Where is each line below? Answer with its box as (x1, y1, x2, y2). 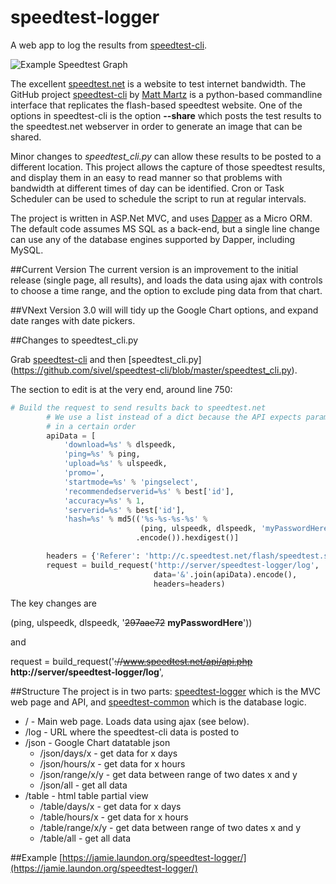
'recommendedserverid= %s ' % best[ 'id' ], (63, 486, 235, 496)
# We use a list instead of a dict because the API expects (46, 412, 302, 422)
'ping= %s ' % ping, (63, 449, 141, 460)
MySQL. (10, 244, 44, 256)
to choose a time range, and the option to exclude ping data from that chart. (10, 284, 323, 296)
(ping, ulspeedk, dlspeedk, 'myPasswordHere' (139, 524, 333, 534)
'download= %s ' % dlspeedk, (63, 440, 177, 450)
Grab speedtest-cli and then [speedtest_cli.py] (10, 353, 202, 365)
